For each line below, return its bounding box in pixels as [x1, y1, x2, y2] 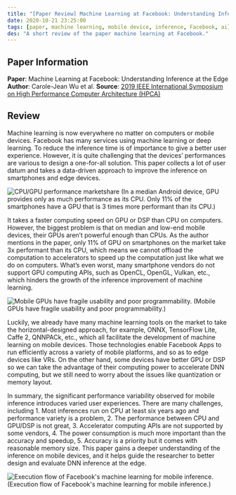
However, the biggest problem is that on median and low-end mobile [7, 223, 206, 232]
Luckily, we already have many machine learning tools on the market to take [7, 318, 227, 326]
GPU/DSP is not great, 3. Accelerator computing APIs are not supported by [7, 421, 223, 430]
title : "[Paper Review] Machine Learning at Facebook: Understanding [7, 10, 216, 18]
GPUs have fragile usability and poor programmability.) [7, 304, 166, 313]
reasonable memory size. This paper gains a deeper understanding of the [7, 444, 221, 452]
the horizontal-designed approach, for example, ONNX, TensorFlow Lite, [7, 325, 217, 334]
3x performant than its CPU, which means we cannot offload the [7, 246, 193, 254]
